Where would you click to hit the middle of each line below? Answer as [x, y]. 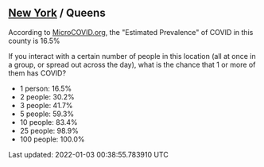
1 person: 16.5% [46, 88]
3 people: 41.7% [46, 105]
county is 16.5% [35, 41]
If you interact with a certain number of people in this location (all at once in [132, 56]
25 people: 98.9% [49, 130]
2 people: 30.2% [47, 97]
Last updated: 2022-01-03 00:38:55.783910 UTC [88, 154]
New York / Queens [57, 13]
